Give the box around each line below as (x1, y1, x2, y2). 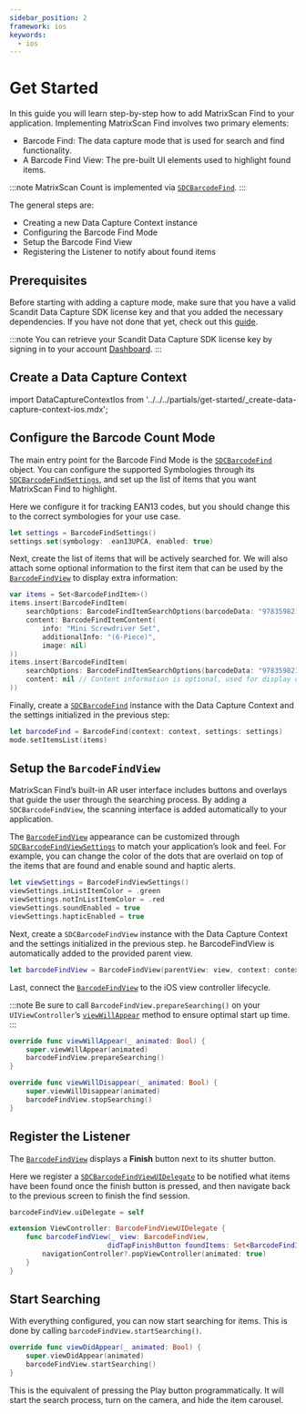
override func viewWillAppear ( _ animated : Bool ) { (9, 1036, 206, 1045)
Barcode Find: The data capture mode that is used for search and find (22, 136, 285, 147)
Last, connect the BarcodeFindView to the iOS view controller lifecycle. (9, 982, 271, 992)
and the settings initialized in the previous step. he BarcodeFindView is (9, 938, 275, 949)
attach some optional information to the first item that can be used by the (9, 563, 284, 574)
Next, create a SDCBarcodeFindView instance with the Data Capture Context (9, 928, 289, 939)
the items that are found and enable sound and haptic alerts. (9, 860, 236, 871)
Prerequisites (9, 272, 87, 288)
